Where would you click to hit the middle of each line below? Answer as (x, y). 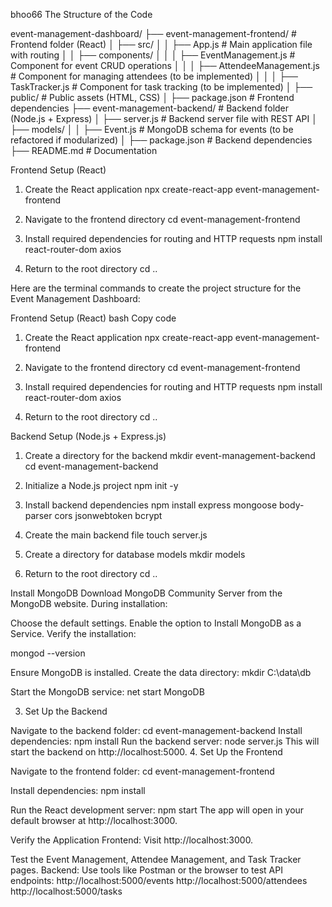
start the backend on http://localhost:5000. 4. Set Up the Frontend (146, 752)
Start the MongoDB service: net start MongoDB (107, 692)
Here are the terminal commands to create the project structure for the (156, 288)
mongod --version (48, 653)
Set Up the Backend (66, 711)
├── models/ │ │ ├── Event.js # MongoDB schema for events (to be (152, 129)
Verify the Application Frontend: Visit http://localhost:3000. (132, 840)
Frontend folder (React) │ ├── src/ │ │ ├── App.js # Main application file (161, 44)
